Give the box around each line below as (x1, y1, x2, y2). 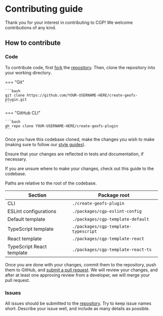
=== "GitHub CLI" (5, 110, 41, 115)
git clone (5, 93, 25, 98)
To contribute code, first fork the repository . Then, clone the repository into (5, 64, 155, 70)
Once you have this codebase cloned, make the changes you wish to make (5, 136, 155, 142)
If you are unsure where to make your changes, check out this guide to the (5, 166, 154, 171)
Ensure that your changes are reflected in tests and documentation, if (5, 151, 144, 157)
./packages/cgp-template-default (72, 216, 149, 222)
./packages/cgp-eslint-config (72, 208, 142, 214)
